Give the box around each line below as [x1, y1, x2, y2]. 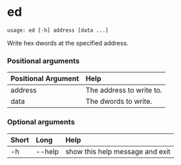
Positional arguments [7, 56, 80, 65]
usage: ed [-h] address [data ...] [7, 27, 109, 34]
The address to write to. [85, 85, 162, 95]
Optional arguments [7, 118, 75, 127]
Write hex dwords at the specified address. [7, 38, 129, 47]
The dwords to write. [85, 97, 153, 107]
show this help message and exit [65, 146, 171, 156]
